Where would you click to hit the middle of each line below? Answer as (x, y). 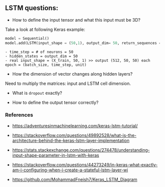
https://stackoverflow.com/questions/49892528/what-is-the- (74, 135)
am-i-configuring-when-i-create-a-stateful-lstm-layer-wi (70, 170)
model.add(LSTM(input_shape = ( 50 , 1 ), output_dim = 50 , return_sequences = (83, 43)
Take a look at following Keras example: (45, 29)
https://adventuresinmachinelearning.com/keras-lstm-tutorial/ (75, 126)
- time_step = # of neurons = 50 (39, 52)
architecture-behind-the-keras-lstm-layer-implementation (71, 140)
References (19, 115)
